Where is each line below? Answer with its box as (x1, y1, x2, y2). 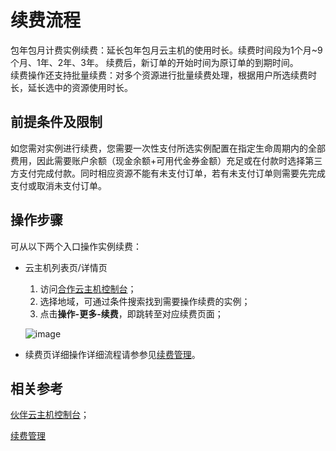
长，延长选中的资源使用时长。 (10, 81, 133, 93)
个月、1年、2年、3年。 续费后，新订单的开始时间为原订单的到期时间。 (10, 56, 299, 68)
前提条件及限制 (10, 114, 103, 131)
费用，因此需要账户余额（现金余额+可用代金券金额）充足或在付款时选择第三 (10, 154, 323, 166)
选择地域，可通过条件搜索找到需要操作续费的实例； (39, 295, 251, 307)
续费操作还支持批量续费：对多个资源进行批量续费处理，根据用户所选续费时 (10, 69, 317, 81)
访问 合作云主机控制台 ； (39, 282, 137, 295)
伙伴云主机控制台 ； (10, 409, 90, 421)
